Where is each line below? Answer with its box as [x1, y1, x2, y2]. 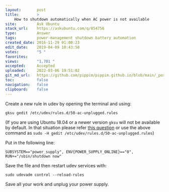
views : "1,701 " [5, 59, 55, 64]
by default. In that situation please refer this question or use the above [5, 124, 151, 131]
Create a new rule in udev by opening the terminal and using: [5, 101, 132, 107]
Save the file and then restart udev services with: [5, 162, 107, 168]
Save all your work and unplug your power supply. [5, 181, 109, 187]
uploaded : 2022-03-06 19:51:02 [5, 68, 80, 73]
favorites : [5, 54, 28, 59]
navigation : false [5, 82, 49, 87]
